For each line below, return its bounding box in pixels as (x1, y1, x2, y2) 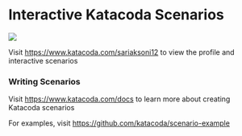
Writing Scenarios (8, 76, 81, 87)
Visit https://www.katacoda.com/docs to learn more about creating (8, 94, 231, 104)
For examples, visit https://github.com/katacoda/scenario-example (8, 118, 230, 128)
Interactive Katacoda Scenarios (8, 6, 224, 24)
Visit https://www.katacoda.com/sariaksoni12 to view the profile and (8, 47, 236, 57)
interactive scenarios (8, 56, 78, 65)
